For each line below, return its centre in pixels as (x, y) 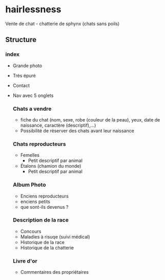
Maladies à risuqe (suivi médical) (55, 236)
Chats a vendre (32, 109)
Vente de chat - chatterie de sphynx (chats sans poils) (63, 24)
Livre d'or (25, 261)
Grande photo (27, 66)
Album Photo (29, 185)
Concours (31, 231)
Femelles (30, 155)
